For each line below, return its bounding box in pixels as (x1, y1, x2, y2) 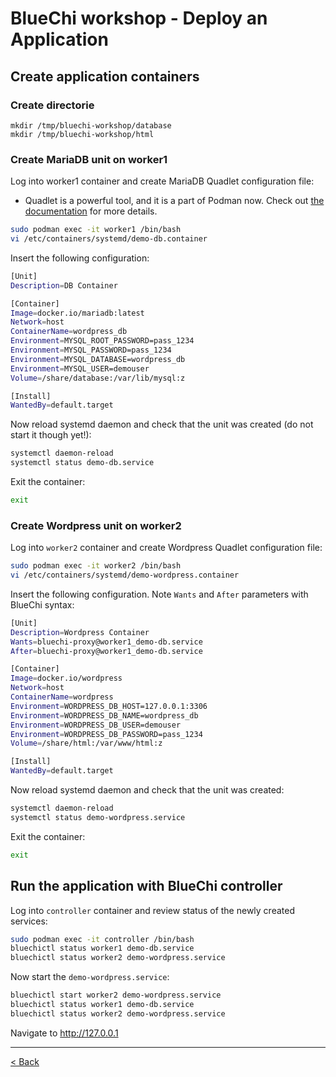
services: (10, 915, 48, 927)
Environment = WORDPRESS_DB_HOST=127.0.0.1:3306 (10, 701, 208, 711)
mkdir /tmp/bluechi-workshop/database (10, 120, 172, 131)
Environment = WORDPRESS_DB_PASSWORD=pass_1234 (10, 729, 203, 739)
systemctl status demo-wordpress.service (10, 812, 186, 822)
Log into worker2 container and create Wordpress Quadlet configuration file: (10, 542, 323, 554)
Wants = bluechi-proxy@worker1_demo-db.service (10, 637, 203, 647)
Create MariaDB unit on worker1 (10, 152, 168, 166)
